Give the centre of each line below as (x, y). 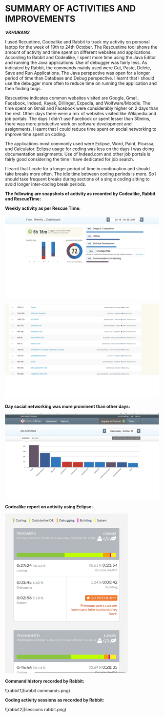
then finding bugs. (23, 88)
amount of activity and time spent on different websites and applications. (78, 52)
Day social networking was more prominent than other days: (68, 407)
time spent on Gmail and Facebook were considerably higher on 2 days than (82, 108)
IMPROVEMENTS (40, 19)
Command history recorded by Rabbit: (45, 681)
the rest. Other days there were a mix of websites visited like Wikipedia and (81, 113)
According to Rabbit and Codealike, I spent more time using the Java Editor (81, 57)
